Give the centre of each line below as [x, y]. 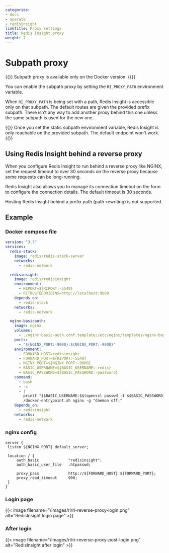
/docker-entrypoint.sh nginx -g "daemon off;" [73, 401]
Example [19, 218]
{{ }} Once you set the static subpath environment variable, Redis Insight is [82, 127]
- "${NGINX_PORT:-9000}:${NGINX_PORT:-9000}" [67, 344]
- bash [25, 382]
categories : [18, 10]
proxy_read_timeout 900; [47, 478]
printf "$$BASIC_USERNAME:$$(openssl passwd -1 [74, 396]
